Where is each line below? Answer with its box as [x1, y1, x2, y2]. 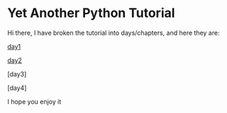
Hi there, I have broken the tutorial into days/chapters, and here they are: [7, 28, 220, 37]
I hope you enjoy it [7, 97, 62, 106]
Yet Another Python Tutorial [7, 5, 175, 21]
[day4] [7, 83, 27, 92]
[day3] [7, 70, 27, 78]
